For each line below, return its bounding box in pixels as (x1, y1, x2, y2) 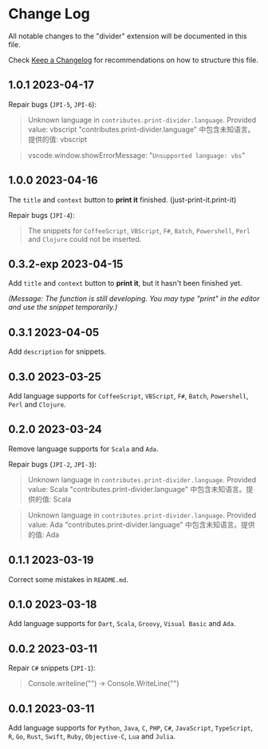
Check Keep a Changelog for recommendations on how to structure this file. (8, 55, 259, 65)
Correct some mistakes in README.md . (8, 574, 129, 584)
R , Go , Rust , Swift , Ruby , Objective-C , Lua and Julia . (8, 731, 176, 741)
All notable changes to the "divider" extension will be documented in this (8, 31, 247, 41)
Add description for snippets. (8, 347, 107, 356)
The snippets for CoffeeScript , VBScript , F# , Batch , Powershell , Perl (27, 225, 251, 236)
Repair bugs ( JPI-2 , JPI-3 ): (8, 459, 97, 469)
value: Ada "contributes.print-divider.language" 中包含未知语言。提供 (27, 520, 255, 529)
